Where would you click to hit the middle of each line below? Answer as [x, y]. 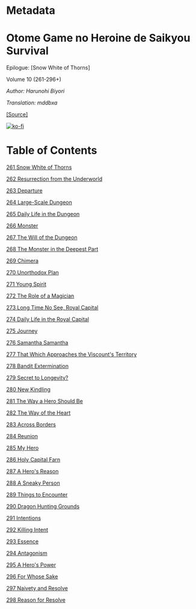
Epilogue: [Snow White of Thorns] [48, 68]
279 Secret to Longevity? [37, 378]
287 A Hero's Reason [32, 471]
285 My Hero [23, 448]
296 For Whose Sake [32, 576]
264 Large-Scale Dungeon [39, 202]
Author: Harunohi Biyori [35, 91]
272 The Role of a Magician [40, 296]
